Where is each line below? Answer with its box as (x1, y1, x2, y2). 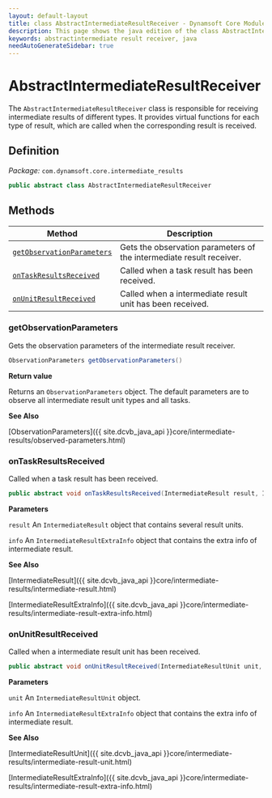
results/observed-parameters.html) (8, 435, 126, 445)
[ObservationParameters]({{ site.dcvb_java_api (8, 427, 165, 436)
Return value (8, 371, 53, 380)
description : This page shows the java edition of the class (8, 27, 219, 35)
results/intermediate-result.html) (8, 584, 117, 593)
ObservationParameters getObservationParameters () (8, 356, 183, 364)
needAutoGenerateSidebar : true (8, 42, 114, 50)
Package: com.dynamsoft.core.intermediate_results (8, 165, 184, 175)
